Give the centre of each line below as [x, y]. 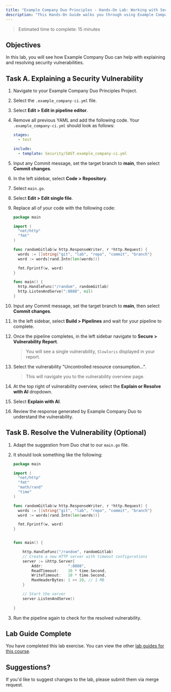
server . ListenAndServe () [49, 599]
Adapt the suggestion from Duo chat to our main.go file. [71, 445]
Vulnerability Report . [36, 341]
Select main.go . [29, 188]
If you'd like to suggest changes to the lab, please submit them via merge [82, 679]
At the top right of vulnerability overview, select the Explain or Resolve [87, 386]
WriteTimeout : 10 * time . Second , [69, 575]
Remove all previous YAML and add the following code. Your [76, 120]
